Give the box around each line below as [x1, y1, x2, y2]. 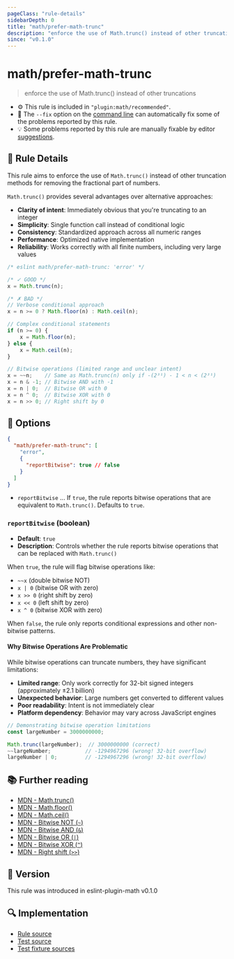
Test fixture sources [17, 944, 75, 953]
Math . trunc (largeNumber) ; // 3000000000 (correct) [7, 741, 160, 748]
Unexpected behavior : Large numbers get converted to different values [17, 694, 224, 702]
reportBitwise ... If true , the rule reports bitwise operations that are [17, 494, 211, 502]
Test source [17, 937, 52, 945]
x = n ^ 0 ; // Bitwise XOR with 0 [7, 391, 111, 398]
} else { [7, 340, 33, 347]
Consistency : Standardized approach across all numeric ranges [17, 228, 202, 236]
